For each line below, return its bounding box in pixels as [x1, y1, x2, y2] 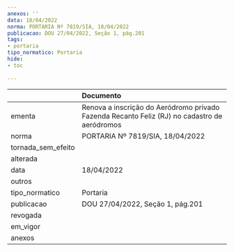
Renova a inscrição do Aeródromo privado [81, 102, 220, 112]
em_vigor [10, 221, 40, 231]
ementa [10, 111, 36, 120]
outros [10, 176, 33, 186]
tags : [7, 36, 23, 43]
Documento [81, 90, 122, 100]
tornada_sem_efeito [10, 142, 75, 152]
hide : [7, 56, 23, 63]
